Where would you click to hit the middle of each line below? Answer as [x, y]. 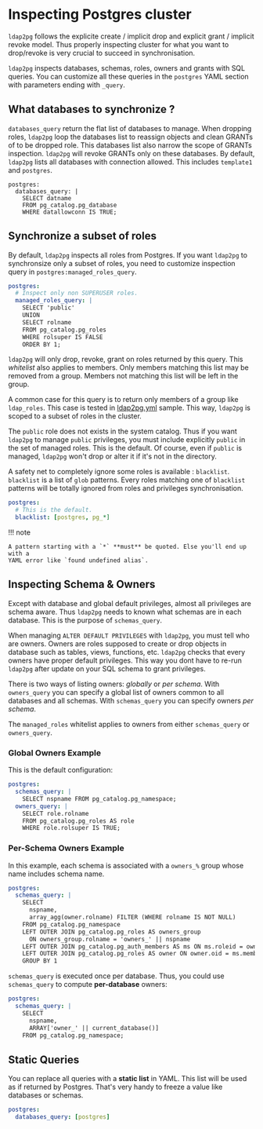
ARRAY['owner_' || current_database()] [94, 1028]
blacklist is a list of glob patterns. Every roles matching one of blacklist [127, 480]
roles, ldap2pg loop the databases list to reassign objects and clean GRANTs [130, 137]
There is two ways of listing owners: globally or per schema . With [114, 684]
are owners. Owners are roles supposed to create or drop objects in [117, 643]
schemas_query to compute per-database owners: [88, 985]
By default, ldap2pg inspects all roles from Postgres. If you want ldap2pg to [128, 255]
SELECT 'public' [49, 308]
